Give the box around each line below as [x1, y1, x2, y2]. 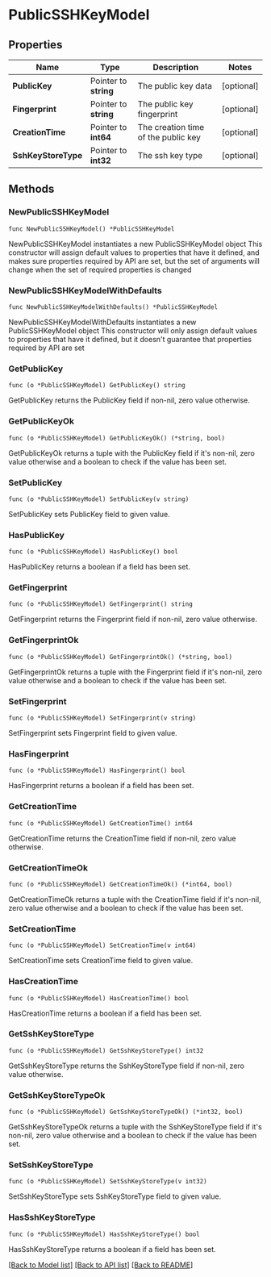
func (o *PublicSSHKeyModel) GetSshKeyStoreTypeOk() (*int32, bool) [8, 1108, 244, 1116]
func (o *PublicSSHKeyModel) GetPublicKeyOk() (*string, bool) [8, 434, 226, 442]
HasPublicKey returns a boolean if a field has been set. [8, 562, 191, 572]
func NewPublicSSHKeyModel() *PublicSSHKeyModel [8, 224, 175, 233]
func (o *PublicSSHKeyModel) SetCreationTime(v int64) [8, 941, 197, 949]
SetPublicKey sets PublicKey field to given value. [8, 509, 171, 519]
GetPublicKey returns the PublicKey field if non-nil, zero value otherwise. [8, 395, 250, 405]
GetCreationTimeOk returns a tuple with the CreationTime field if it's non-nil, [8, 894, 261, 904]
